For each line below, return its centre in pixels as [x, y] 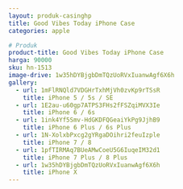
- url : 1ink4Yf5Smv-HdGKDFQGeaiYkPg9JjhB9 [88, 120]
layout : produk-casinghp [50, 16]
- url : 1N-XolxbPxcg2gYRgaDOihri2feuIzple [88, 135]
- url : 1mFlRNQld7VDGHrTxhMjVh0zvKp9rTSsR [88, 90]
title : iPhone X [50, 173]
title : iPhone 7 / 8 [57, 142]
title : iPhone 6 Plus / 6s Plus [77, 128]
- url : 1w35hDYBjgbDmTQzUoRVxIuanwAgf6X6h [88, 165]
